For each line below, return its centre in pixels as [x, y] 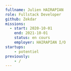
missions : [15, 24]
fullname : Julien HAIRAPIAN [34, 10]
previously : [17, 56]
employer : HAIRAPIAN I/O [40, 42]
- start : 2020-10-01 [31, 28]
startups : [15, 47]
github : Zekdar [21, 19]
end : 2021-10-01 [31, 33]
